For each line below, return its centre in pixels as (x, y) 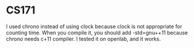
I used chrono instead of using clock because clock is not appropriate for (94, 26)
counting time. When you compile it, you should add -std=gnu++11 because (97, 32)
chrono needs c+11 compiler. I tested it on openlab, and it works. (84, 39)
